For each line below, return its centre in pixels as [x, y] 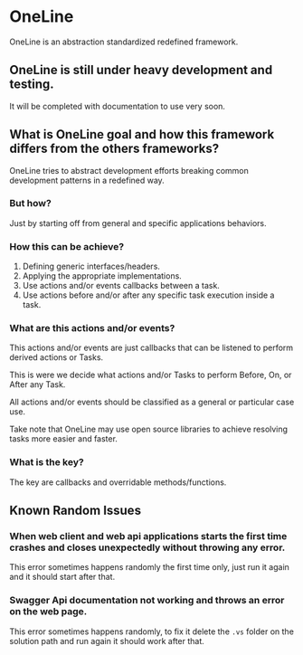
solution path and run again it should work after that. [107, 641]
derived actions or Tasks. [57, 357]
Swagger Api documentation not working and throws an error [147, 601]
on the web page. [48, 612]
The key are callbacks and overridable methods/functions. [118, 482]
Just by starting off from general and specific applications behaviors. [138, 223]
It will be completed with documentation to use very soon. [118, 106]
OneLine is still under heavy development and [141, 70]
